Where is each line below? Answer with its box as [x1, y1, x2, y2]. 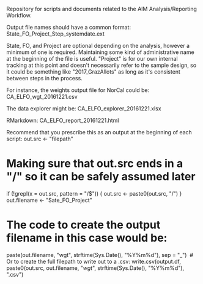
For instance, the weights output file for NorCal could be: [6, 86, 150, 94]
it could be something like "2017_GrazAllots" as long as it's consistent [6, 68, 180, 75]
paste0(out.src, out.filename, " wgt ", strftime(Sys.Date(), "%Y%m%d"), [6, 264, 185, 272]
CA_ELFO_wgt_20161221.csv [6, 93, 78, 100]
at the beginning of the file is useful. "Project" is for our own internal [6, 55, 179, 62]
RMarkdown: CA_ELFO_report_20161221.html [6, 117, 119, 124]
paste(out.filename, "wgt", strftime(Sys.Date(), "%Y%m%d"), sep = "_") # [6, 251, 194, 258]
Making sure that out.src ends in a [6, 156, 183, 171]
